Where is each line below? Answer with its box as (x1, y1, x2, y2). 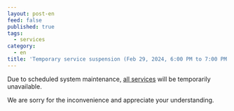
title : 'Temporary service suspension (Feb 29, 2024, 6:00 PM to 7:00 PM (7, 56, 228, 63)
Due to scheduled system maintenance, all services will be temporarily (7, 75, 212, 83)
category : (7, 43, 36, 50)
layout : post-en (7, 10, 55, 17)
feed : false (7, 17, 42, 24)
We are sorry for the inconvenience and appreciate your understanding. (7, 96, 214, 104)
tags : (7, 29, 23, 37)
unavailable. (7, 82, 42, 91)
